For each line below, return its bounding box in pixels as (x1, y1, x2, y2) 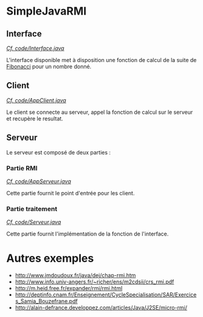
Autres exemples (6, 251, 94, 265)
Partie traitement (6, 204, 58, 213)
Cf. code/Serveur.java (6, 218, 61, 226)
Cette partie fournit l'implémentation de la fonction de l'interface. (6, 230, 169, 238)
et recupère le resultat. (6, 114, 64, 122)
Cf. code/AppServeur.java (6, 178, 72, 185)
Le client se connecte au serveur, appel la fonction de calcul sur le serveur (6, 108, 193, 116)
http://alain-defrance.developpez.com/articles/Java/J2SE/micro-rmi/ (15, 304, 187, 312)
